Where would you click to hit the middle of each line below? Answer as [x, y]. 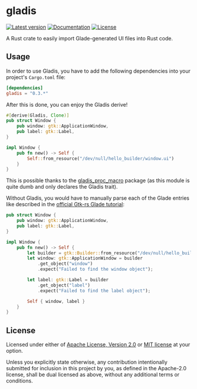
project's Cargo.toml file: [36, 77]
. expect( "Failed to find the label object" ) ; [94, 291]
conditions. [20, 381]
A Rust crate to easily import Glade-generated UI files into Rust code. [89, 38]
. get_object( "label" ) [64, 285]
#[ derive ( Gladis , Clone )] [38, 115]
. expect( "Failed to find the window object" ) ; [95, 269]
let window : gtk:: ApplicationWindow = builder [85, 258]
